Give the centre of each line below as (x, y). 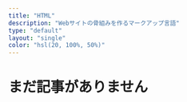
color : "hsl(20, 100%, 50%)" (57, 45)
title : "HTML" (32, 16)
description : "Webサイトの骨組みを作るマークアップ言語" (94, 23)
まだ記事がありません (78, 87)
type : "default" (35, 30)
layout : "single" (37, 38)
